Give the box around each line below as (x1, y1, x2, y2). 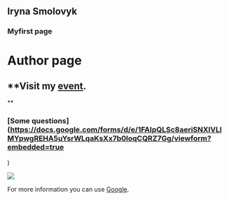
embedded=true (7, 143, 64, 152)
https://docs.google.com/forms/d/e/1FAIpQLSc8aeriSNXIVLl (10, 125, 222, 135)
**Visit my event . (7, 80, 86, 92)
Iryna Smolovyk (7, 6, 78, 17)
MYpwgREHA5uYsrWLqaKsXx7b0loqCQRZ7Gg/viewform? (7, 134, 211, 143)
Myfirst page (7, 27, 53, 36)
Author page (7, 52, 82, 69)
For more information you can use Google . (7, 185, 130, 193)
